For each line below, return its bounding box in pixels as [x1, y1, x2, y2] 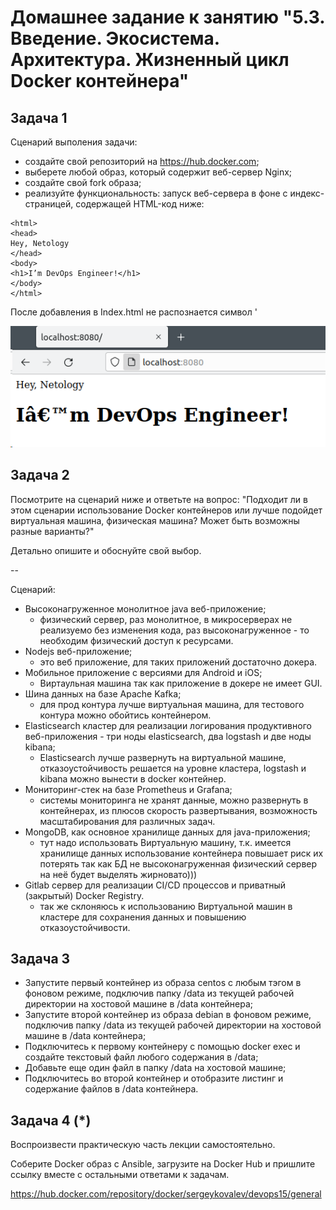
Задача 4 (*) [10, 1112, 92, 1129]
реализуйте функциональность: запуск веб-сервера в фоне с [24, 187, 288, 199]
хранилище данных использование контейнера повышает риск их [39, 847, 324, 859]
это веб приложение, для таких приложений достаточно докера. [39, 656, 318, 668]
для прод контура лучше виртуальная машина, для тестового [39, 698, 305, 710]
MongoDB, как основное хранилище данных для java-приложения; [24, 826, 311, 838]
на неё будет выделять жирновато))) [39, 868, 198, 880]
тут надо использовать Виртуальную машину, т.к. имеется [39, 836, 292, 848]
